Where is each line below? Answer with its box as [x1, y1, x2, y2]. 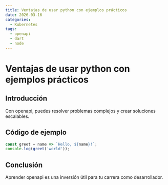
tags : [5, 27, 17, 32]
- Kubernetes [10, 22, 38, 27]
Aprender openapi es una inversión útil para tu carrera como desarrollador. [5, 174, 163, 180]
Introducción [5, 94, 48, 103]
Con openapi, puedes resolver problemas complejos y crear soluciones [5, 108, 156, 114]
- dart [10, 36, 24, 42]
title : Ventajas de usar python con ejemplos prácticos [5, 7, 127, 13]
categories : [5, 17, 31, 22]
